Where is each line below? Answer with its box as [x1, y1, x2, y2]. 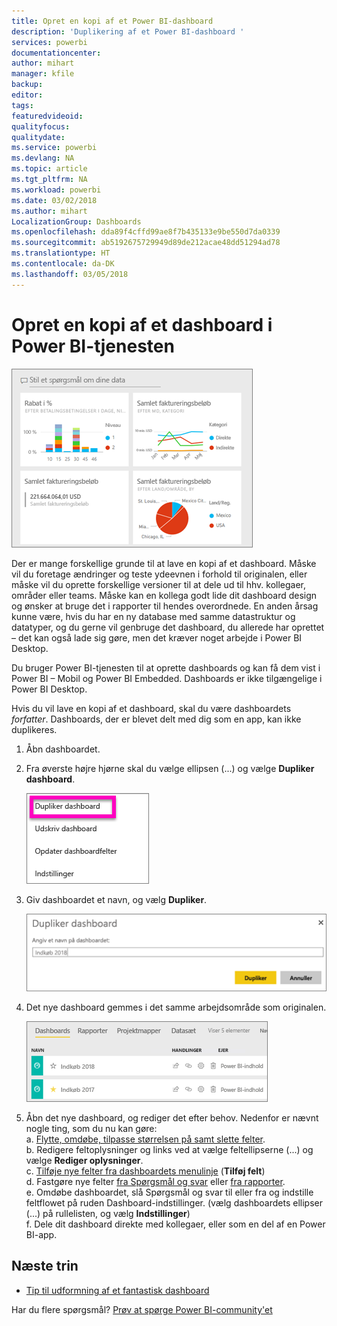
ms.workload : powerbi [11, 185, 102, 195]
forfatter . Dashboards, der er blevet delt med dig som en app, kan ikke [11, 713, 302, 725]
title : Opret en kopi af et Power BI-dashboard [11, 16, 214, 26]
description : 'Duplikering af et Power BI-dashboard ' [11, 26, 245, 37]
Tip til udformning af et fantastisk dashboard [25, 1284, 210, 1296]
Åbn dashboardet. [25, 743, 101, 755]
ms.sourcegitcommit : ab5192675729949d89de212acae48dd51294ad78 [11, 238, 281, 248]
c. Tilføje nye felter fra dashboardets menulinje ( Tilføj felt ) [25, 1165, 266, 1177]
